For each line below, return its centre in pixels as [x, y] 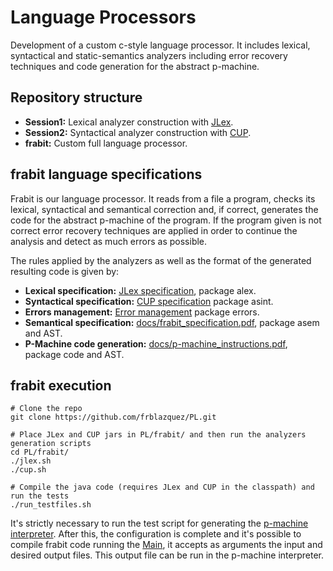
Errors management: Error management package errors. [142, 312]
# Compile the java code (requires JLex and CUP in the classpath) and [162, 487]
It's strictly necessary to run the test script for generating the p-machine [159, 523]
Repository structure [76, 97]
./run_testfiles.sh [51, 505]
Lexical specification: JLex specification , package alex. [140, 290]
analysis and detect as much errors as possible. [109, 241]
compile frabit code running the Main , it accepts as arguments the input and [166, 545]
